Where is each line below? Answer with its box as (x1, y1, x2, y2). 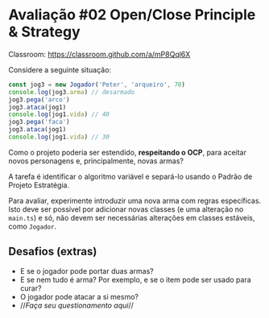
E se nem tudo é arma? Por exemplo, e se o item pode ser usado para (19, 275, 251, 284)
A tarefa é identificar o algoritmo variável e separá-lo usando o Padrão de (8, 171, 253, 181)
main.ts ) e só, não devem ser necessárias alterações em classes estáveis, (8, 213, 255, 222)
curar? (19, 283, 42, 293)
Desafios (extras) (8, 245, 97, 258)
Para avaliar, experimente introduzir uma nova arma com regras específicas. (8, 196, 262, 205)
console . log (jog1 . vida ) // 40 (8, 110, 110, 118)
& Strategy (8, 23, 81, 41)
